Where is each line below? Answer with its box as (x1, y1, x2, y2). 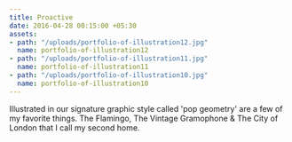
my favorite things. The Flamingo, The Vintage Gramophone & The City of (9, 113, 279, 123)
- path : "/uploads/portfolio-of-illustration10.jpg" (9, 71, 209, 80)
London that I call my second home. (9, 122, 140, 133)
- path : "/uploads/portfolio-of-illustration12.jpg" (9, 37, 209, 47)
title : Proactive (9, 12, 74, 22)
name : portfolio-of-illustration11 (17, 63, 149, 72)
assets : (9, 29, 38, 38)
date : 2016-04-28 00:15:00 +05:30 (9, 21, 138, 30)
